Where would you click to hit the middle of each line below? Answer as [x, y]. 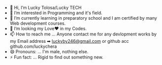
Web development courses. [38, 23]
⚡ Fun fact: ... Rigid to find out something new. [56, 57]
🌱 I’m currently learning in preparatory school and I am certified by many [83, 18]
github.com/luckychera [33, 46]
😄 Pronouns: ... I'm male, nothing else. [49, 51]
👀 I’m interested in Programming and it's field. [56, 13]
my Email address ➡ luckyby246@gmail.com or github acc [69, 41]
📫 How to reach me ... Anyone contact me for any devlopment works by [83, 34]
